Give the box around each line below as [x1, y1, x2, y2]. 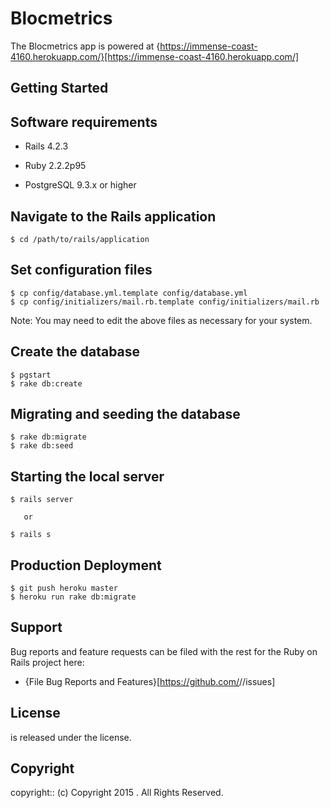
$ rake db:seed [10, 441, 74, 451]
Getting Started [10, 80, 109, 97]
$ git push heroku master [10, 583, 118, 594]
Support [10, 619, 63, 636]
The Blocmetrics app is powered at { [10, 40, 161, 52]
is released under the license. [10, 731, 132, 743]
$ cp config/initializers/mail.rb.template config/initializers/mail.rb [10, 297, 320, 307]
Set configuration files [10, 262, 153, 279]
